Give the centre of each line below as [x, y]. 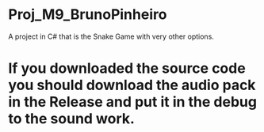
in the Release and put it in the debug [133, 102]
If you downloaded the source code [127, 68]
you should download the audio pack [132, 85]
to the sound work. [71, 119]
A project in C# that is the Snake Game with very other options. [111, 36]
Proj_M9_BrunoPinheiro [88, 15]
